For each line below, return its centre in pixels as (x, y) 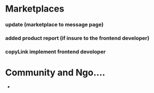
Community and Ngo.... (55, 73)
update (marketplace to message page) (55, 25)
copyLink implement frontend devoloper (55, 52)
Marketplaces (35, 9)
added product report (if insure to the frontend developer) (77, 38)
